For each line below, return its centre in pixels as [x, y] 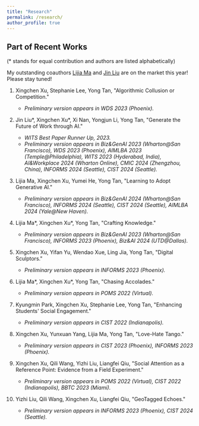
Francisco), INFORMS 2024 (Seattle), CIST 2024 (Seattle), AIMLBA [106, 205]
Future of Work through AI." [49, 126]
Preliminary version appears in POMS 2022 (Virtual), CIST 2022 [102, 381]
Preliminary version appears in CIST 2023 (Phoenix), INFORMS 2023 [109, 346]
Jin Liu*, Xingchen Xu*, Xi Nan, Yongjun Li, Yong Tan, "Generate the [98, 120]
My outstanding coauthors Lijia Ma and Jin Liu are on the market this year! [98, 73]
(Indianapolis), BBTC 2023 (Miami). [67, 388]
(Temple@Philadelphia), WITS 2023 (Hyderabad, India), [93, 157]
